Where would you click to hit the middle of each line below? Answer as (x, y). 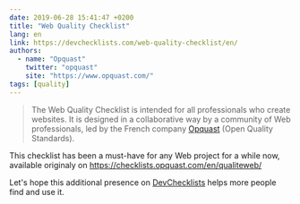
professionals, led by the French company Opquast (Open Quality (152, 128)
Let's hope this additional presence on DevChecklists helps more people (143, 182)
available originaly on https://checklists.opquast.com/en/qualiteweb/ (136, 165)
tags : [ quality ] (39, 84)
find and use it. (37, 191)
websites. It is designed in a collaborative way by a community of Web (161, 119)
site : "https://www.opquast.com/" (90, 76)
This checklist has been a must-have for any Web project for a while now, (145, 155)
